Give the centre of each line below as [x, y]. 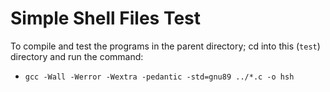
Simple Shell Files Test [105, 18]
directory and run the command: [77, 56]
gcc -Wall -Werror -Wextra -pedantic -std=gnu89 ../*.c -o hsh [159, 77]
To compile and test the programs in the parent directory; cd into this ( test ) [165, 46]
